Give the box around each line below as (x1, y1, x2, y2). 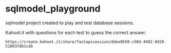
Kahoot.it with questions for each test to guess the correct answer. (5, 29, 146, 35)
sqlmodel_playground (5, 3, 101, 15)
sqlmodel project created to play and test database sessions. (5, 20, 135, 26)
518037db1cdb (5, 43, 33, 48)
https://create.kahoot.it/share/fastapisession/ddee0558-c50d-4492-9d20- (5, 39, 167, 44)
